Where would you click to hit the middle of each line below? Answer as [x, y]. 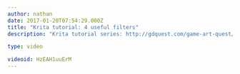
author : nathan [30, 14]
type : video [25, 47]
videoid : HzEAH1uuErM [40, 60]
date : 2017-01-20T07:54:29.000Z [55, 21]
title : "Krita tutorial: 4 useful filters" [73, 27]
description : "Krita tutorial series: [65, 34]
